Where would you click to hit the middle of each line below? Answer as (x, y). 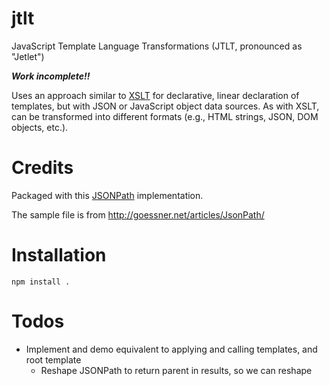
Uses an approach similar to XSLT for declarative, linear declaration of (155, 95)
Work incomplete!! (51, 76)
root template (53, 359)
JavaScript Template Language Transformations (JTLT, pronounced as (157, 46)
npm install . (41, 282)
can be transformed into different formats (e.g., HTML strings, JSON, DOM (165, 116)
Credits (42, 168)
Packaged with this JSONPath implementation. (107, 195)
